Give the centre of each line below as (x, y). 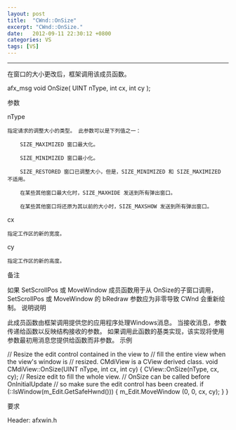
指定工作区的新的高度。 (36, 261)
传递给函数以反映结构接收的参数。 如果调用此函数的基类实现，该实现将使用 (116, 331)
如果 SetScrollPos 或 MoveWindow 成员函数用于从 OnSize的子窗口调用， (112, 290)
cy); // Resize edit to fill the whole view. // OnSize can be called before (109, 377)
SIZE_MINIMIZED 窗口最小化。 (59, 158)
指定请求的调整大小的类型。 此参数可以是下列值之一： (74, 131)
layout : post (26, 14)
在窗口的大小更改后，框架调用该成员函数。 (69, 74)
